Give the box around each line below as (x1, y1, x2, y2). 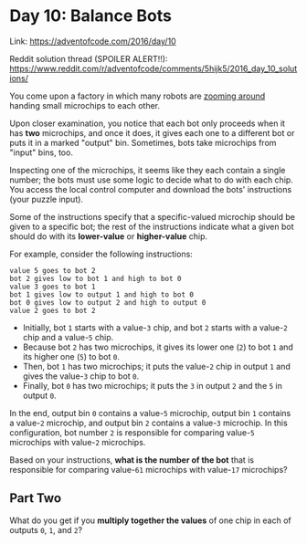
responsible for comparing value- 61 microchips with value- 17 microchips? (9, 464, 288, 475)
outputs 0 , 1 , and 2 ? (9, 524, 83, 535)
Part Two (9, 490, 62, 507)
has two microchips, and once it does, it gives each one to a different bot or (9, 127, 295, 138)
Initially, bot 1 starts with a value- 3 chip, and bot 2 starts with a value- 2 (22, 321, 288, 333)
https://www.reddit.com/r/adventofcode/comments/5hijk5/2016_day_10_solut (9, 63, 298, 74)
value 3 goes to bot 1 (9, 282, 96, 291)
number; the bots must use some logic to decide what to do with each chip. (9, 174, 294, 185)
